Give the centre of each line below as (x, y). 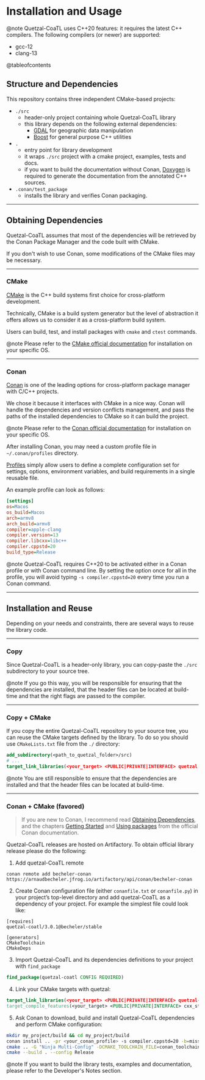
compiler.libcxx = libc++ (37, 541)
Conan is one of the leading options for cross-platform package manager (98, 385)
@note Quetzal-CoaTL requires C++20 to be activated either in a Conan (97, 564)
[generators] (23, 938)
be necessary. (24, 260)
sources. (35, 182)
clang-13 (26, 53)
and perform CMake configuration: (59, 1024)
